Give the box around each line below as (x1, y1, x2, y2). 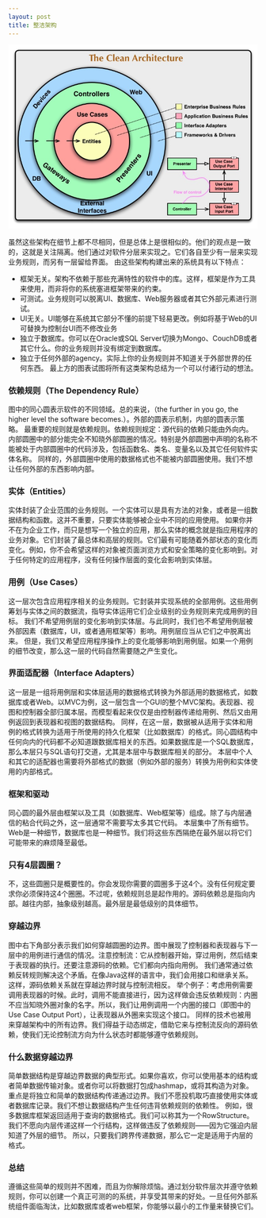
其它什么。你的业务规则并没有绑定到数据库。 (19, 343, 166, 353)
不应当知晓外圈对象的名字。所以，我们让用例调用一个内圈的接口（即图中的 (8, 1000, 251, 1009)
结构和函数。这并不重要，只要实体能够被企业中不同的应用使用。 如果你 (14, 515, 246, 525)
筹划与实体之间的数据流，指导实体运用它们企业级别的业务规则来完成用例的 (8, 606, 251, 615)
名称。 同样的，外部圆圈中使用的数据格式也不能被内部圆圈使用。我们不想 (14, 453, 253, 464)
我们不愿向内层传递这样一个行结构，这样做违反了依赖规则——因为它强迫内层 (8, 1120, 258, 1131)
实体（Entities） (8, 485, 71, 496)
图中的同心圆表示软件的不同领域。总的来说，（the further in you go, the (8, 404, 239, 414)
